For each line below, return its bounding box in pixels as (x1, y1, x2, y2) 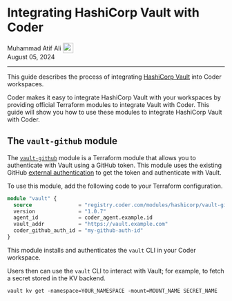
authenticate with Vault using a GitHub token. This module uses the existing (7, 161, 222, 169)
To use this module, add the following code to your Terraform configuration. (7, 182, 223, 190)
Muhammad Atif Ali (7, 43, 61, 52)
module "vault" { (7, 195, 57, 202)
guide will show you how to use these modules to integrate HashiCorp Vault (7, 108, 222, 116)
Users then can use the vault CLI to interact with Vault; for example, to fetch (7, 266, 224, 275)
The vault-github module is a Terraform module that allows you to (7, 153, 197, 162)
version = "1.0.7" (13, 208, 107, 215)
